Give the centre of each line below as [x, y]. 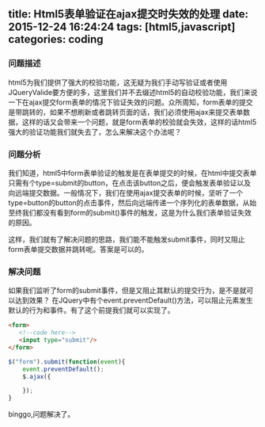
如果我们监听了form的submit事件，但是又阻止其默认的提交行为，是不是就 [127, 291]
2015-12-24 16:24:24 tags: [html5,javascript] [122, 27]
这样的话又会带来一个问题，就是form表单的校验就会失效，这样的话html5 [139, 122]
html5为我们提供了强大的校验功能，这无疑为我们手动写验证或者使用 [118, 82]
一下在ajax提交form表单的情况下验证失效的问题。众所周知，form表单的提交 [131, 102]
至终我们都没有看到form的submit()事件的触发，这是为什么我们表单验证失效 [130, 212]
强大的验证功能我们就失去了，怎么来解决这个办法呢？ [95, 132]
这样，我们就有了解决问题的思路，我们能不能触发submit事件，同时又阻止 [127, 239]
